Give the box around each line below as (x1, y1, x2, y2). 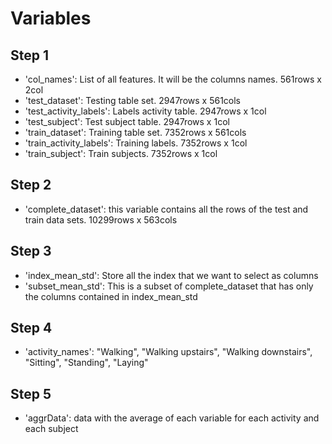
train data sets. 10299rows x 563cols (24, 213, 178, 226)
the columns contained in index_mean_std (24, 290, 198, 302)
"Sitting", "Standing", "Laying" (24, 357, 149, 369)
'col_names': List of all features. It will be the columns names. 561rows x (24, 73, 323, 85)
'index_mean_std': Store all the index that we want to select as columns (24, 269, 319, 281)
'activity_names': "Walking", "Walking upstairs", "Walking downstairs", (24, 346, 313, 358)
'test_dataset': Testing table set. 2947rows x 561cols (24, 95, 242, 106)
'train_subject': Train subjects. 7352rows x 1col (24, 148, 218, 159)
